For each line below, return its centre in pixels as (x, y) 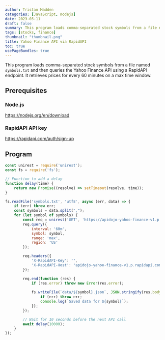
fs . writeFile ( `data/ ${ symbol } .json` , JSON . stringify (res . (92, 292)
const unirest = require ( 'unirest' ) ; (44, 166)
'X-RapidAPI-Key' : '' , (55, 261)
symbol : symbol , (48, 233)
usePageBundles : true (27, 51)
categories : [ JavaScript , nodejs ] (41, 14)
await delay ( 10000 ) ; (44, 324)
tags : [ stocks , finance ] (30, 32)
